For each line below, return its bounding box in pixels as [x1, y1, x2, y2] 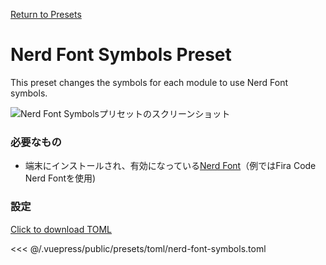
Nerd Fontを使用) [24, 172, 97, 184]
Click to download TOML [10, 223, 113, 235]
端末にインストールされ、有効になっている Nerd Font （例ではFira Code [24, 160, 317, 172]
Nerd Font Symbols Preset [10, 44, 232, 66]
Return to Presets [10, 9, 82, 20]
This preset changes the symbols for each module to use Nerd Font [10, 76, 289, 88]
